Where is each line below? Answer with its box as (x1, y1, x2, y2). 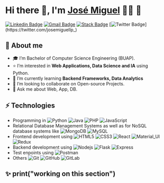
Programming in (12, 117, 47, 123)
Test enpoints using (12, 149, 54, 156)
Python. (12, 70, 29, 76)
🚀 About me (5, 41, 43, 50)
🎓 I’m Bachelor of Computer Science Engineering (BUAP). (12, 55, 135, 61)
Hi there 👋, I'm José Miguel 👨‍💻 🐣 (5, 5, 142, 16)
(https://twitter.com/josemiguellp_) (5, 26, 77, 32)
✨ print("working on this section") (5, 169, 115, 178)
